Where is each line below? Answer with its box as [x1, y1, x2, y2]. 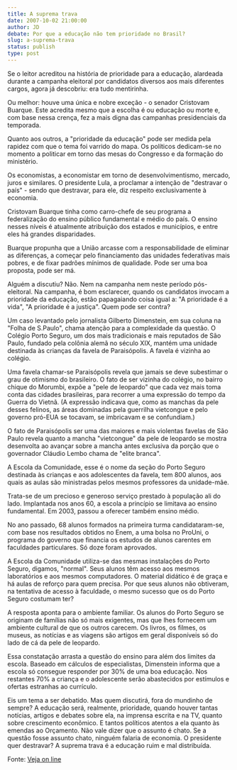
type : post [7, 50, 40, 57]
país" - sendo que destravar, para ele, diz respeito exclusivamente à [7, 186, 207, 194]
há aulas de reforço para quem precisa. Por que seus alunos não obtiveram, [7, 579, 229, 588]
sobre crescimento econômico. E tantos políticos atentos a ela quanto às [7, 718, 220, 727]
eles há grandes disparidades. [7, 230, 96, 238]
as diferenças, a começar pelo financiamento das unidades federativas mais [7, 251, 231, 260]
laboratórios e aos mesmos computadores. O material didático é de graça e [7, 571, 228, 580]
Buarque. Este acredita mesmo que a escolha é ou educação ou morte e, [7, 106, 221, 114]
